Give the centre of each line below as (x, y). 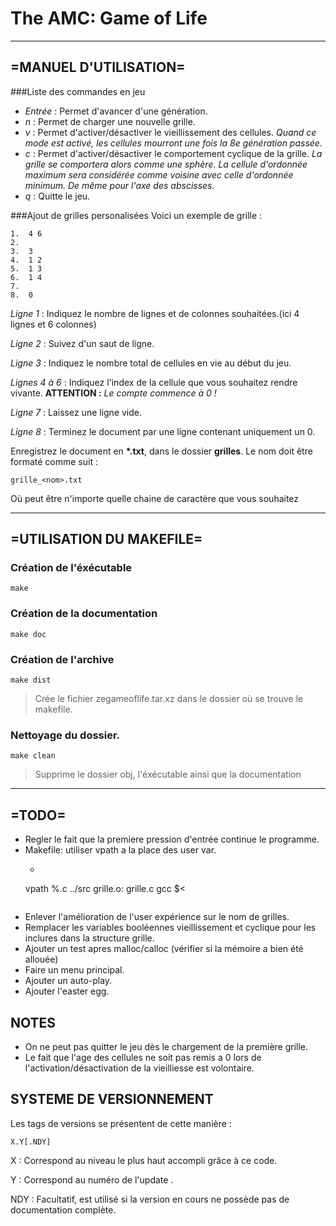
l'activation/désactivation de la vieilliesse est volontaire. (139, 1068)
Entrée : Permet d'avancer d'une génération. (116, 111)
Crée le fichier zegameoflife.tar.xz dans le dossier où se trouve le (169, 699)
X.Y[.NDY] (31, 1142)
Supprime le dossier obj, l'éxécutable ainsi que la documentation (168, 774)
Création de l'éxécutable (71, 568)
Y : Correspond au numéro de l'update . (92, 1179)
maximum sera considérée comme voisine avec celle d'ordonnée (159, 174)
